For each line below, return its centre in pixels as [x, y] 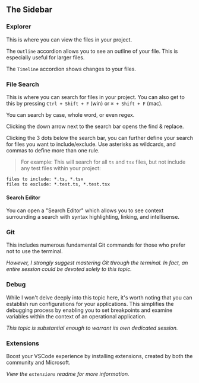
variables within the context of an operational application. [76, 316]
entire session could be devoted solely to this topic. [69, 269]
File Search [23, 84]
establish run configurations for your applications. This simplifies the [90, 304]
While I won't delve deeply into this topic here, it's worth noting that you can [99, 297]
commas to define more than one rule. [53, 150]
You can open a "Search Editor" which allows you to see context [85, 210]
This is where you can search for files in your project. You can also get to [96, 97]
